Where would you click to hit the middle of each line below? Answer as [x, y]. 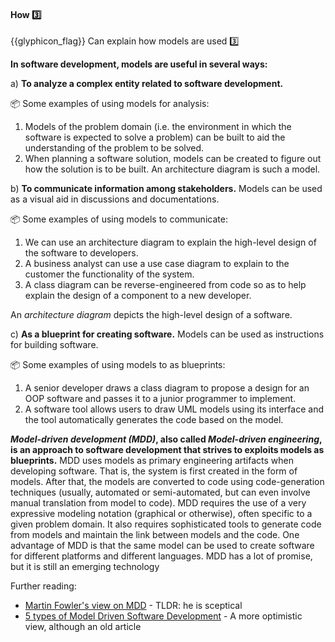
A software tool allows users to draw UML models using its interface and [174, 409]
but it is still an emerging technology [85, 567]
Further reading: [43, 586]
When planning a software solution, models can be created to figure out [173, 159]
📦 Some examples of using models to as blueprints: [118, 365]
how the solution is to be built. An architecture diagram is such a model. [172, 169]
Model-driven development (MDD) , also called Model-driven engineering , [166, 439]
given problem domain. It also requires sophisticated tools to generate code [166, 524]
